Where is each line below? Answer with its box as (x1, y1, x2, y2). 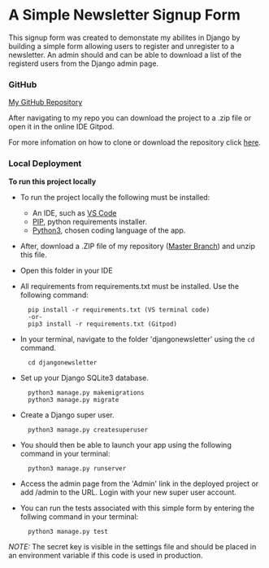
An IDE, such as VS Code (32, 208, 117, 217)
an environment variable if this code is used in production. (8, 550, 203, 560)
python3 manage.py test (28, 527, 108, 535)
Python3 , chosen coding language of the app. (32, 225, 186, 235)
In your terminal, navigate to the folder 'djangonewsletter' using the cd (20, 334, 255, 343)
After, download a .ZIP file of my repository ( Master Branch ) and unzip (20, 241, 256, 251)
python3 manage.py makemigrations (28, 388, 145, 396)
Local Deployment (8, 158, 82, 169)
